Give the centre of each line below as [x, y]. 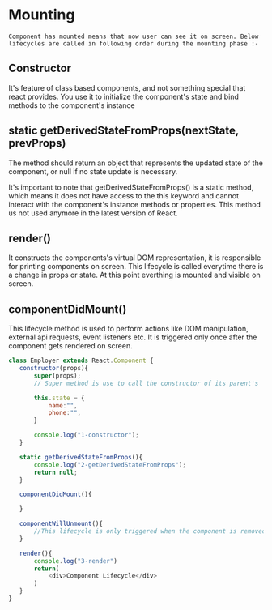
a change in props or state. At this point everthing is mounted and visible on [134, 275]
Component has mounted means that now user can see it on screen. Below [134, 36]
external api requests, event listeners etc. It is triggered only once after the [133, 337]
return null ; [56, 472]
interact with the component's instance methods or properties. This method [135, 204]
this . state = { [59, 398]
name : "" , [63, 405]
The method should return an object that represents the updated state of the [136, 163]
